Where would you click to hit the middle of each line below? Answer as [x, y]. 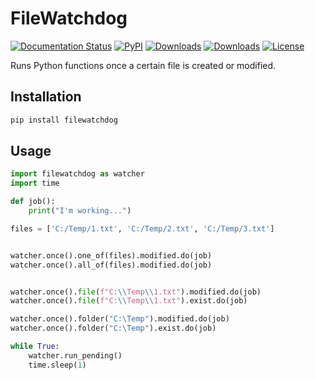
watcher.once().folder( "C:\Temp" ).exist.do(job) [113, 328]
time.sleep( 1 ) [57, 365]
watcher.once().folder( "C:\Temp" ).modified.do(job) [120, 319]
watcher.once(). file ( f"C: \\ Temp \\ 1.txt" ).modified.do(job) [136, 292]
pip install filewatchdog [64, 120]
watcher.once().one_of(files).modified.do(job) [111, 255]
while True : [35, 347]
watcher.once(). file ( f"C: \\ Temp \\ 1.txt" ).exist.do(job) [129, 301]
